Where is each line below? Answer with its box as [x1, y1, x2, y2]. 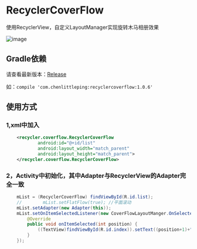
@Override [27, 216, 51, 222]
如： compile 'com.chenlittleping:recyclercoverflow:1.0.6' [6, 83, 154, 90]
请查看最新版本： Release [6, 70, 67, 78]
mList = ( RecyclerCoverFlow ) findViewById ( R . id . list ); [16, 194, 154, 200]
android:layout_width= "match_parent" [37, 146, 130, 152]
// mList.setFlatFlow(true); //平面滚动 [16, 199, 132, 206]
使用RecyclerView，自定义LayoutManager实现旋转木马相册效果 [6, 23, 159, 31]
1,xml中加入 [6, 121, 40, 129]
